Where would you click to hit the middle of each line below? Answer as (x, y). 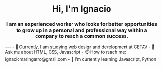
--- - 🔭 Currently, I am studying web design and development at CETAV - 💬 (80, 47)
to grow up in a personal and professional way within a (82, 30)
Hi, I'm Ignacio (82, 9)
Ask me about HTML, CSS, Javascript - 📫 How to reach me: (66, 52)
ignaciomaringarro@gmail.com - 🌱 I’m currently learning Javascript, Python (81, 59)
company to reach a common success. (82, 36)
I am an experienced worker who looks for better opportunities (82, 24)
